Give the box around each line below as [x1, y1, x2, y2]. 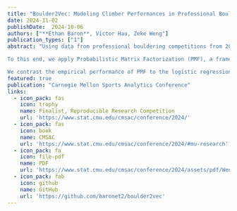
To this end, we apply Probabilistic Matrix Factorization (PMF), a [7, 56, 213, 63]
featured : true [7, 75, 52, 82]
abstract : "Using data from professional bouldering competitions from [7, 43, 222, 50]
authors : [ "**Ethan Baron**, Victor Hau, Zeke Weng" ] [7, 30, 169, 37]
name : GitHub [20, 186, 59, 193]
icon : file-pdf [20, 153, 65, 160]
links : [7, 88, 27, 95]
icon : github [20, 179, 59, 186]
